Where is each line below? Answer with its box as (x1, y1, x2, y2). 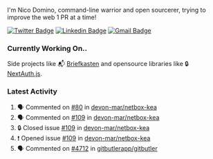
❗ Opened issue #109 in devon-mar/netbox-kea (17, 134, 151, 142)
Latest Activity (7, 87, 57, 96)
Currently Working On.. (7, 43, 88, 53)
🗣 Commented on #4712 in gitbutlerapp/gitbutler (17, 144, 158, 152)
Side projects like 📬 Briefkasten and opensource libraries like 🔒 (7, 60, 189, 68)
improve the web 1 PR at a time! (7, 13, 97, 21)
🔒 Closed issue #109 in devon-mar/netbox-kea (17, 123, 150, 131)
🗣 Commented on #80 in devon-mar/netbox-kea (17, 103, 158, 111)
